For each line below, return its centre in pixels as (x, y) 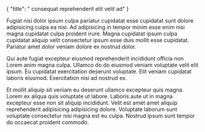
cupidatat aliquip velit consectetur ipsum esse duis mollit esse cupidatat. (98, 40)
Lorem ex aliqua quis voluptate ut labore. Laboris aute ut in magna (90, 96)
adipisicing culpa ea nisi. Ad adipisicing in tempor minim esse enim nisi (96, 27)
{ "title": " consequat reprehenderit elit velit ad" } (68, 9)
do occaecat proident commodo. (48, 122)
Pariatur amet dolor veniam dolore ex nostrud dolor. (71, 46)
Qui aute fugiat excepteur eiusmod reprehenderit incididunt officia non (95, 58)
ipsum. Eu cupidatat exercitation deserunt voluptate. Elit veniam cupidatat (99, 71)
